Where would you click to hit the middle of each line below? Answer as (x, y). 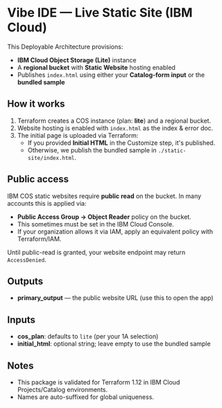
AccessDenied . (27, 259)
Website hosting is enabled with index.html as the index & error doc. (115, 128)
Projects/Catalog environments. (62, 390)
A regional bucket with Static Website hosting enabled (96, 67)
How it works (36, 104)
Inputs (22, 320)
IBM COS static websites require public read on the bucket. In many (104, 196)
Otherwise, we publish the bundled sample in (92, 150)
